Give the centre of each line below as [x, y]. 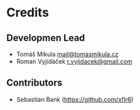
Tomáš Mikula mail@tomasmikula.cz [67, 54]
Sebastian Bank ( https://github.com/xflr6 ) [75, 99]
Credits [28, 13]
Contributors [34, 83]
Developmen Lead [46, 38]
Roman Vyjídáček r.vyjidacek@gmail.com [74, 61]
